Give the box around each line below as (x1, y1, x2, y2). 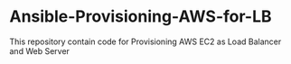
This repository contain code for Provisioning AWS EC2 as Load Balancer (9, 36, 282, 47)
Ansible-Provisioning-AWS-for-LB (9, 6, 273, 27)
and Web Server (9, 45, 70, 56)
